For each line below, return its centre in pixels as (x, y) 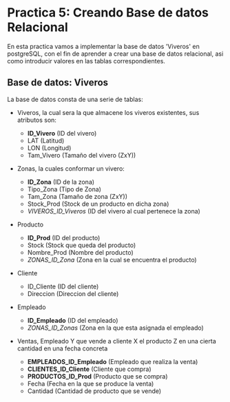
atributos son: (37, 120)
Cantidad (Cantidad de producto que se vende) (94, 391)
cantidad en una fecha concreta (62, 348)
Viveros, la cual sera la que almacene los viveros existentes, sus (108, 112)
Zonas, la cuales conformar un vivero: (71, 168)
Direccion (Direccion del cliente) (73, 293)
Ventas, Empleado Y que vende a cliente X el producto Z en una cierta (117, 341)
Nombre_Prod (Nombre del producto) (81, 252)
